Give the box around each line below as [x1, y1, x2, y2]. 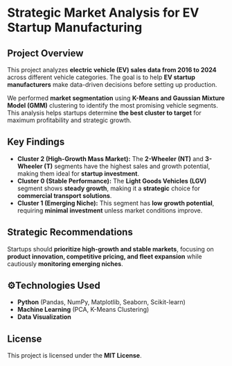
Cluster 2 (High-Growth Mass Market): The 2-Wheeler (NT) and [17, 154, 204, 163]
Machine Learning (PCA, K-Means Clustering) [17, 306, 150, 314]
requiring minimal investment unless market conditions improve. [17, 206, 203, 215]
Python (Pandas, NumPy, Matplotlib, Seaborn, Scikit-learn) [17, 298, 186, 306]
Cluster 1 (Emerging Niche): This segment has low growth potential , [17, 199, 215, 207]
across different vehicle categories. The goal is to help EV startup [7, 73, 195, 81]
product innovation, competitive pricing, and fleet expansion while [7, 252, 202, 260]
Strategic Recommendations [7, 226, 133, 238]
